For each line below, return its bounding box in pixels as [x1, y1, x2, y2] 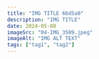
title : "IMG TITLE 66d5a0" [7, 9, 84, 17]
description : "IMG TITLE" [7, 16, 81, 23]
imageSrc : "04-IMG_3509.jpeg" [7, 28, 94, 36]
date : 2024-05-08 [7, 22, 57, 29]
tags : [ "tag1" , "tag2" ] [7, 41, 75, 48]
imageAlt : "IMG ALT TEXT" [7, 35, 81, 42]
